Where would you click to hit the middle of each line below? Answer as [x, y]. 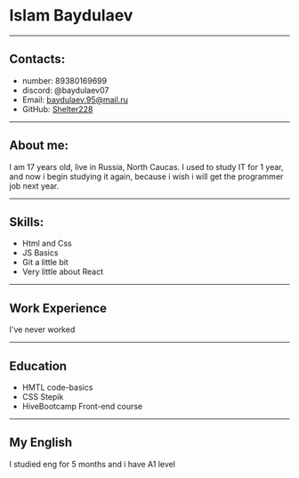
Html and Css [47, 243]
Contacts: [37, 59]
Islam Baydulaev [71, 16]
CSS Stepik [43, 397]
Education [38, 366]
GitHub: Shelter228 [57, 109]
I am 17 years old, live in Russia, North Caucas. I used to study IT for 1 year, [146, 166]
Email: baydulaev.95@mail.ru [75, 100]
